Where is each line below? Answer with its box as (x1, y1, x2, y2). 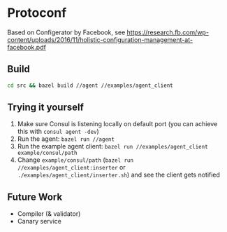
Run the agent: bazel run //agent (17, 135, 115, 143)
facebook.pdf (7, 43, 47, 51)
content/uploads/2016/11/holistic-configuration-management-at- (7, 35, 193, 43)
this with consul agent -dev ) (17, 128, 99, 136)
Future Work (7, 191, 63, 203)
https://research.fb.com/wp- (126, 28, 210, 36)
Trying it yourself (7, 102, 84, 114)
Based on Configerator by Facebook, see (7, 28, 126, 36)
